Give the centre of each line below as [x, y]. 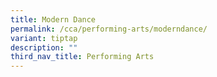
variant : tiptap [44, 38]
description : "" [44, 47]
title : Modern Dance [53, 19]
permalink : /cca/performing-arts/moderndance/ [109, 29]
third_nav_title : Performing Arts [82, 57]
